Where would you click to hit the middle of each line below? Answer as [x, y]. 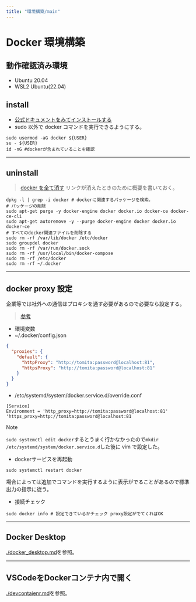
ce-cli [14, 217]
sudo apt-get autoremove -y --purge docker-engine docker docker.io [91, 222]
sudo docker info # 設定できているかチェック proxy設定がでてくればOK [85, 514]
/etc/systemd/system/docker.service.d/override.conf [78, 396]
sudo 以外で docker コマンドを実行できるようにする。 [79, 127]
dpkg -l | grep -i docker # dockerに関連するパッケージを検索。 [80, 200]
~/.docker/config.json [41, 335]
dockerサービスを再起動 [43, 459]
